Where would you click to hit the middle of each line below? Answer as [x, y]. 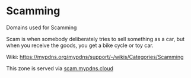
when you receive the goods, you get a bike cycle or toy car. [80, 45]
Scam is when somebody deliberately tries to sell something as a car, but [95, 39]
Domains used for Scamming [42, 27]
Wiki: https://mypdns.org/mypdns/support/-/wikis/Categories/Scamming [95, 57]
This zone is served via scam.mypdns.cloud [60, 68]
